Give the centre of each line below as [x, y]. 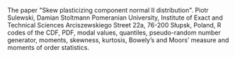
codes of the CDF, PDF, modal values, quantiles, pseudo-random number [114, 32]
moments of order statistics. [48, 47]
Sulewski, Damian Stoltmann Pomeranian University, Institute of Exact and [115, 18]
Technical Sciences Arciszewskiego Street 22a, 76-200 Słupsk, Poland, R [114, 25]
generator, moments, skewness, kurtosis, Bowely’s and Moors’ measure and [118, 40]
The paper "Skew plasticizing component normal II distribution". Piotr [108, 10]
